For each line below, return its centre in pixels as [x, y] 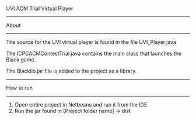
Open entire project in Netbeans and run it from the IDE [81, 104]
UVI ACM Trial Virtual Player [40, 8]
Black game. [21, 60]
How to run [20, 88]
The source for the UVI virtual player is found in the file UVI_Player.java [91, 42]
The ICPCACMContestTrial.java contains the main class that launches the [94, 53]
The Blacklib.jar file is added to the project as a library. [71, 71]
